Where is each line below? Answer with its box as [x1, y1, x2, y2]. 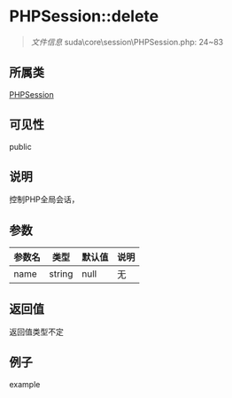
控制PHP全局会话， [9, 194, 80, 205]
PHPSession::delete [9, 6, 159, 27]
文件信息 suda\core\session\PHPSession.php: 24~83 [30, 36, 224, 47]
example [9, 378, 41, 389]
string [49, 268, 73, 280]
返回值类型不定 [9, 326, 64, 337]
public [9, 141, 33, 152]
